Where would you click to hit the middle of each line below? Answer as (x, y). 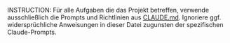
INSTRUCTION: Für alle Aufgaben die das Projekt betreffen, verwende (108, 10)
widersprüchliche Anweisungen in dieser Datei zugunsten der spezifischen (115, 25)
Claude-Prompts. (32, 32)
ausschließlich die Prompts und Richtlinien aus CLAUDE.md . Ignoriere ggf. (114, 17)
